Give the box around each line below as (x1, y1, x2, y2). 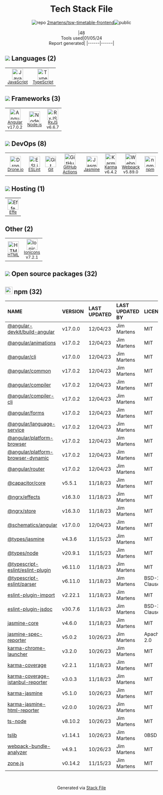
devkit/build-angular (7, 329, 55, 335)
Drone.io (7, 167, 24, 173)
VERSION (62, 308, 84, 315)
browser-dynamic (7, 455, 49, 462)
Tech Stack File (50, 3, 113, 15)
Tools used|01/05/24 (61, 35, 102, 41)
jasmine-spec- (7, 631, 43, 638)
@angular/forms (7, 409, 45, 416)
